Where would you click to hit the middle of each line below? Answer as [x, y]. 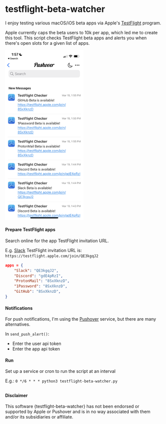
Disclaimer [17, 395]
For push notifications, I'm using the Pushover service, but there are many [81, 319]
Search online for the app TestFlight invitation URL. [57, 241]
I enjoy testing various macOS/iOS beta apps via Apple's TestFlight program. [83, 23]
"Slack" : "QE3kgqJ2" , [36, 270]
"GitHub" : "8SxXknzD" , [37, 292]
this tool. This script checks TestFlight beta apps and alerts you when [76, 38]
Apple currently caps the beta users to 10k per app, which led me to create [82, 32]
